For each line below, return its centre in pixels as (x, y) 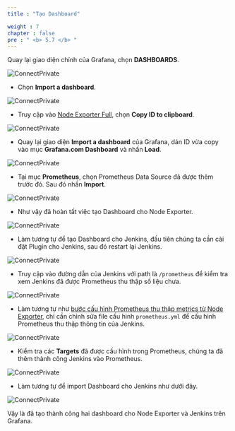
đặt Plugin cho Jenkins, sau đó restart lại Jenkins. (90, 247)
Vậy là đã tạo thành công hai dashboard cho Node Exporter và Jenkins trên (116, 413)
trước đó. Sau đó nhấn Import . (61, 184)
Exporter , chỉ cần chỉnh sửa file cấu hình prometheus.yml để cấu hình (117, 317)
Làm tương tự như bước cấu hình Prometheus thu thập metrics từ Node (120, 309)
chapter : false (31, 33)
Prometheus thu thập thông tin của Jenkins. (81, 324)
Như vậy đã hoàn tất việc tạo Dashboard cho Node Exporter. (105, 212)
